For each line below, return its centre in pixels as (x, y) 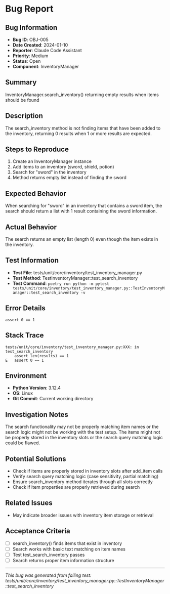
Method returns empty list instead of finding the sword (69, 178)
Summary (21, 82)
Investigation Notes (37, 415)
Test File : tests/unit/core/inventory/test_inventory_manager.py (77, 272)
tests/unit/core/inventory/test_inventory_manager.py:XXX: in (72, 347)
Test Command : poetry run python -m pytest (61, 283)
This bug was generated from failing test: (48, 575)
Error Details (25, 308)
